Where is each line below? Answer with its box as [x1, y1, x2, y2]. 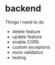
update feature [12, 34, 42, 40]
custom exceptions [12, 44, 51, 50]
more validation [12, 49, 44, 55]
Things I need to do [5, 19, 44, 25]
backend [5, 3, 41, 14]
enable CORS [12, 39, 39, 44]
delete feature [12, 28, 40, 34]
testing [12, 54, 26, 60]
